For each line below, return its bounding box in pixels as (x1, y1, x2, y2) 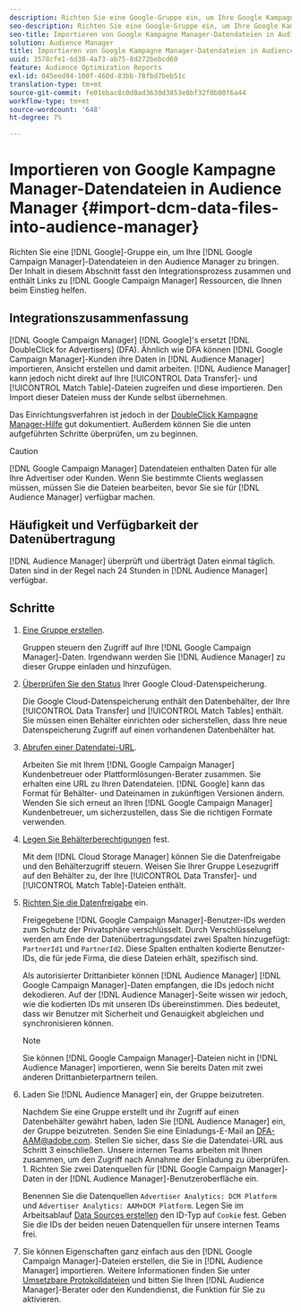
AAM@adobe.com (21, 1134, 90, 1145)
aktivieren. (21, 1293, 62, 1304)
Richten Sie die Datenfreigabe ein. (21, 897, 149, 907)
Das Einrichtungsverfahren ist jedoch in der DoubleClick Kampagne (9, 409, 258, 420)
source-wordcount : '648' (9, 105, 102, 114)
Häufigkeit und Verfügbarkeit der (9, 518, 199, 533)
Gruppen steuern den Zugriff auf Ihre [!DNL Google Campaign (21, 642, 252, 652)
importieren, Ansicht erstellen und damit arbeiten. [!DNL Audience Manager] (9, 363, 291, 373)
